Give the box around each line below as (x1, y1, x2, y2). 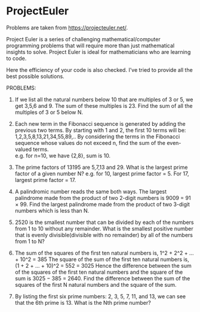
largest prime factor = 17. (14, 176, 76, 183)
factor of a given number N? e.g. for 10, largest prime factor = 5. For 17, (14, 169, 189, 177)
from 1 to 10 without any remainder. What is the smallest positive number (14, 225, 193, 232)
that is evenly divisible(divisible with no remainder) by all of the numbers (14, 231, 193, 238)
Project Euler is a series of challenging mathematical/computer (6, 35, 161, 43)
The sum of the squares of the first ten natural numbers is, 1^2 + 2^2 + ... (14, 249, 194, 256)
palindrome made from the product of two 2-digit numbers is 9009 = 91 (14, 194, 191, 201)
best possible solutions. (6, 72, 64, 80)
